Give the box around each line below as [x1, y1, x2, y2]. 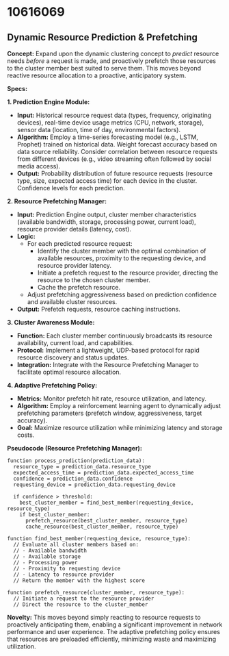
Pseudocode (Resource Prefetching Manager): [7, 444, 142, 452]
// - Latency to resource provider [13, 571, 115, 578]
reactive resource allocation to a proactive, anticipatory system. [7, 71, 187, 79]
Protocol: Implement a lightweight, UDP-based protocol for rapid [16, 346, 200, 354]
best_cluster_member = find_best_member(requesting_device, [19, 499, 194, 506]
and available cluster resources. [27, 298, 118, 305]
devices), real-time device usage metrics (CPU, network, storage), [16, 118, 204, 127]
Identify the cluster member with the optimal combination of [37, 247, 206, 255]
